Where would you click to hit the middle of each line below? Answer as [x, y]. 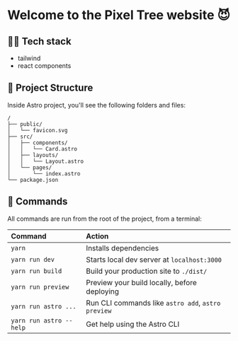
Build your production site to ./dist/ [147, 271]
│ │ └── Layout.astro [45, 161]
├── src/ [20, 137]
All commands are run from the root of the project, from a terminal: [104, 219]
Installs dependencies [123, 248]
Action [97, 236]
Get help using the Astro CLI [133, 324]
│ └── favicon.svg [38, 130]
